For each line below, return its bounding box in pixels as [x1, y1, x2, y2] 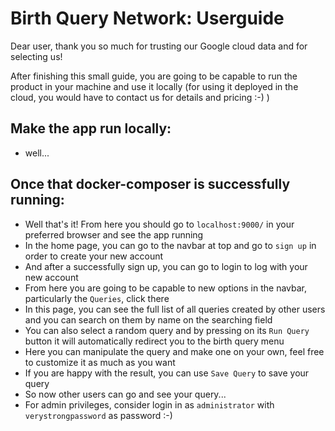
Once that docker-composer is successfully [10, 176, 291, 193]
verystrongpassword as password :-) [24, 409, 173, 421]
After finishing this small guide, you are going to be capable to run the [10, 70, 298, 82]
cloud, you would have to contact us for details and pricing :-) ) [10, 91, 270, 103]
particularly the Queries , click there [24, 292, 170, 304]
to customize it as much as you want [24, 356, 176, 368]
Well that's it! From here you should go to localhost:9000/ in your [24, 218, 295, 230]
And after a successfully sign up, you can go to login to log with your [24, 260, 308, 272]
